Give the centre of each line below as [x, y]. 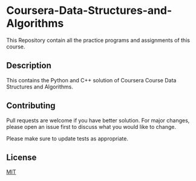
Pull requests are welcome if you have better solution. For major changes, [98, 120]
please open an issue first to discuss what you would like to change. [91, 127]
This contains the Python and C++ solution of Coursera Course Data [91, 80]
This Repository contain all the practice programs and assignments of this [98, 40]
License [21, 157]
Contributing [31, 106]
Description [29, 66]
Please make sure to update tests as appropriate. [67, 138]
